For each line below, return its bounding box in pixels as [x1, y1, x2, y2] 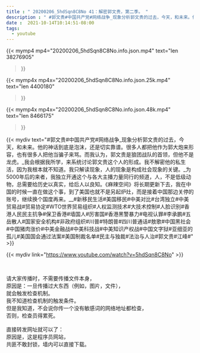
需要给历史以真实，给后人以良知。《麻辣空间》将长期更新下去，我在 [21, 181, 186, 188]
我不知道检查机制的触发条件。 [6, 297, 79, 304]
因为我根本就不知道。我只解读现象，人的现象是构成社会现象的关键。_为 [16, 166, 192, 173]
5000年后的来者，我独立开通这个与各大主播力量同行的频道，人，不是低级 [6, 173, 186, 180]
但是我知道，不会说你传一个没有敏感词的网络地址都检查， [6, 305, 147, 312]
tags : [6, 25, 20, 32]
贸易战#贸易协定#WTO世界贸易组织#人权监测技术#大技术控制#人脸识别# [6, 203, 185, 210]
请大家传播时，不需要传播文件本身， [6, 275, 95, 282]
